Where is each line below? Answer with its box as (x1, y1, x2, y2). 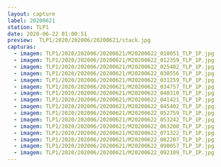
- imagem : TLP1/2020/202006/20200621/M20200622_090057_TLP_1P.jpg (14, 143, 215, 150)
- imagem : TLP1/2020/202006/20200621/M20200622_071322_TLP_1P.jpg (14, 129, 215, 136)
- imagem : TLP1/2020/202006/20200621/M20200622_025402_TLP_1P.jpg (14, 63, 215, 70)
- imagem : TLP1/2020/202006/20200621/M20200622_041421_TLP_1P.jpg (14, 97, 215, 104)
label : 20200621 (7, 17, 55, 24)
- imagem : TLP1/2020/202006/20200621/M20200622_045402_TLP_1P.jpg (14, 103, 215, 110)
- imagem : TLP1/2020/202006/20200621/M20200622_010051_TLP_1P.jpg (14, 50, 215, 58)
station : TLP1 (7, 23, 50, 31)
